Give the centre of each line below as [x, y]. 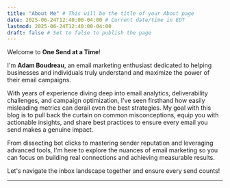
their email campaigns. [39, 80]
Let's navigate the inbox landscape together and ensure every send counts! [114, 171]
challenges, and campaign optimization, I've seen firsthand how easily [106, 101]
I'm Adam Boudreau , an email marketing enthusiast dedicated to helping [110, 65]
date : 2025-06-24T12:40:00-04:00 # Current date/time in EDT [96, 20]
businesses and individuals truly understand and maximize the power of [108, 73]
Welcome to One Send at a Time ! [54, 52]
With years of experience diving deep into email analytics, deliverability [107, 93]
